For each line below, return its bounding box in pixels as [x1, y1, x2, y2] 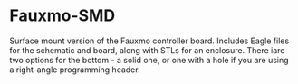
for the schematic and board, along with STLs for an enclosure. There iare [9, 44, 285, 55]
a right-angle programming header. [9, 64, 140, 75]
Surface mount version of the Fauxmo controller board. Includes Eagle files [9, 35, 290, 46]
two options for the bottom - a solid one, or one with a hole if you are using [9, 54, 289, 65]
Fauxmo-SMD [9, 5, 116, 26]
